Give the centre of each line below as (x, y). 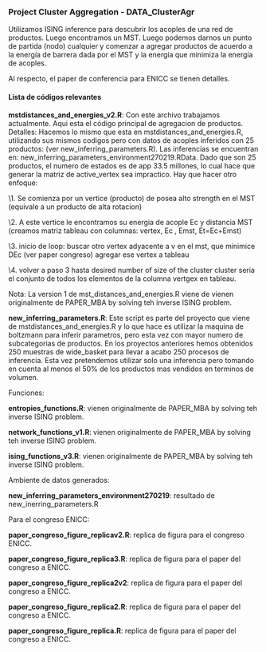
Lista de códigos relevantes (55, 97)
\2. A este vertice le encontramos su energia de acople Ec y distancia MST (131, 222)
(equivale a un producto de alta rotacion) (75, 207)
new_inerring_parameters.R (53, 504)
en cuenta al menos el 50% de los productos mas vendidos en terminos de (131, 369)
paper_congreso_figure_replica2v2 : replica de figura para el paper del (125, 583)
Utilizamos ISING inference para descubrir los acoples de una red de (121, 30)
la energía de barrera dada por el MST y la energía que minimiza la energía (131, 55)
